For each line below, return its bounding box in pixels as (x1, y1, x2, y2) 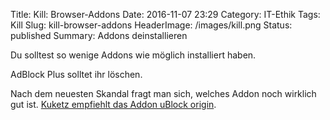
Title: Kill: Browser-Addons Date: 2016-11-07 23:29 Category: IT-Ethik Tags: (10, 9, 321, 20)
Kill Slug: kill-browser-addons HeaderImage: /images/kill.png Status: (10, 19, 293, 31)
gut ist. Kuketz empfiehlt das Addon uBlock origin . (10, 99, 217, 110)
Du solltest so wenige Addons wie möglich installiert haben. (10, 49, 257, 61)
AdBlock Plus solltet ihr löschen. (10, 69, 143, 80)
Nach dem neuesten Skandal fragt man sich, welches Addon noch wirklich (10, 88, 317, 99)
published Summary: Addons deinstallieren (10, 30, 188, 41)
